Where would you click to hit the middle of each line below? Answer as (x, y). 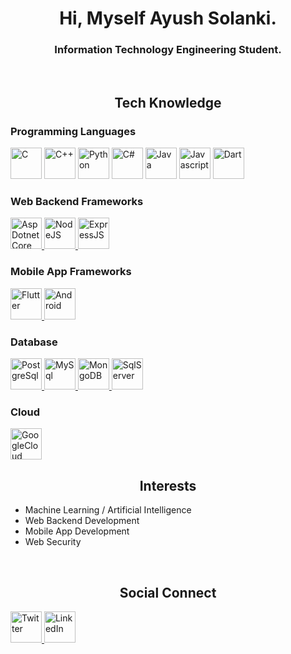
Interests (168, 485)
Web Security (53, 542)
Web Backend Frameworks (77, 202)
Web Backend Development (82, 521)
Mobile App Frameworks (71, 272)
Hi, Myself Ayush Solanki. (168, 18)
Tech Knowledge (168, 102)
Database (34, 342)
